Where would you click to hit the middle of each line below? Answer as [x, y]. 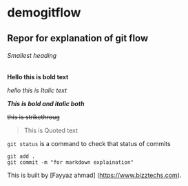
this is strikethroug [33, 117]
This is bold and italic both [46, 103]
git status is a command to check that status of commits [89, 143]
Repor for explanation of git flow [78, 38]
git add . [21, 156]
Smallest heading [32, 56]
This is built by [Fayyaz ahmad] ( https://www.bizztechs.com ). [94, 175]
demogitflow [44, 13]
